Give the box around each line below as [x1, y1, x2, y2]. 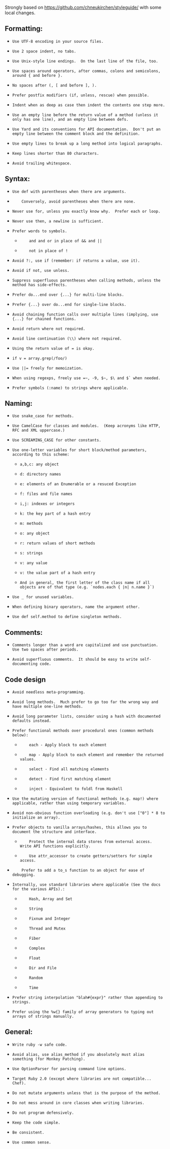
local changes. [5, 10, 36, 16]
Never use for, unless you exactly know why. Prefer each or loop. [12, 209, 161, 214]
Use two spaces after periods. [12, 647, 79, 652]
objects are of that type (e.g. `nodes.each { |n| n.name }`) [19, 585, 155, 590]
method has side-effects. [12, 282, 67, 287]
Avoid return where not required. [12, 326, 86, 331]
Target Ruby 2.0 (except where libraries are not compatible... [12, 1076, 152, 1081]
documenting [12, 661, 38, 666]
